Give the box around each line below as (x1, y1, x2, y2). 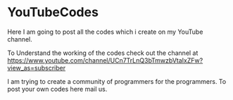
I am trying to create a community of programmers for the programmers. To (7, 77, 227, 85)
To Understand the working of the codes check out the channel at (7, 49, 199, 57)
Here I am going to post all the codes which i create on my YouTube (7, 27, 203, 36)
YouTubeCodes (7, 4, 99, 20)
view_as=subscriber (7, 63, 65, 72)
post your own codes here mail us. (7, 85, 108, 93)
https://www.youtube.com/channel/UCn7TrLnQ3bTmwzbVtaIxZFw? (7, 56, 203, 64)
